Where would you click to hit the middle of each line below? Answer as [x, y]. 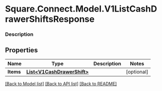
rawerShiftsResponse [50, 19]
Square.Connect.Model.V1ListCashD [81, 9]
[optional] [137, 72]
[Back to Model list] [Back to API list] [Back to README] [61, 84]
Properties [21, 50]
